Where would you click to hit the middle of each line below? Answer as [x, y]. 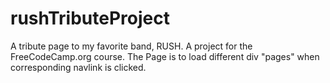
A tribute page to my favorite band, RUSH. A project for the [131, 46]
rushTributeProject [90, 18]
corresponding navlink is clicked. [78, 67]
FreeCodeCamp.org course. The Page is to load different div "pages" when [165, 56]
